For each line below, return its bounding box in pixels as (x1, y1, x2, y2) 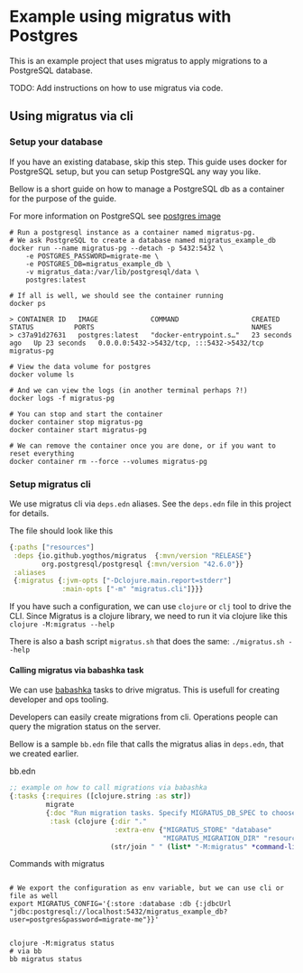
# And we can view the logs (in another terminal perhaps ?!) (9, 385, 248, 394)
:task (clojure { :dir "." (49, 817, 147, 826)
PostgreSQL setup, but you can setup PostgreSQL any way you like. (9, 165, 262, 177)
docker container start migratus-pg (9, 425, 147, 434)
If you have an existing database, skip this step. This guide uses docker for (9, 156, 288, 167)
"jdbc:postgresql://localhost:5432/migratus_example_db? (9, 907, 228, 917)
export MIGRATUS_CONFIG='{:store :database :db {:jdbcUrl (9, 900, 232, 909)
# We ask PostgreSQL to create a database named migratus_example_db (9, 236, 277, 245)
